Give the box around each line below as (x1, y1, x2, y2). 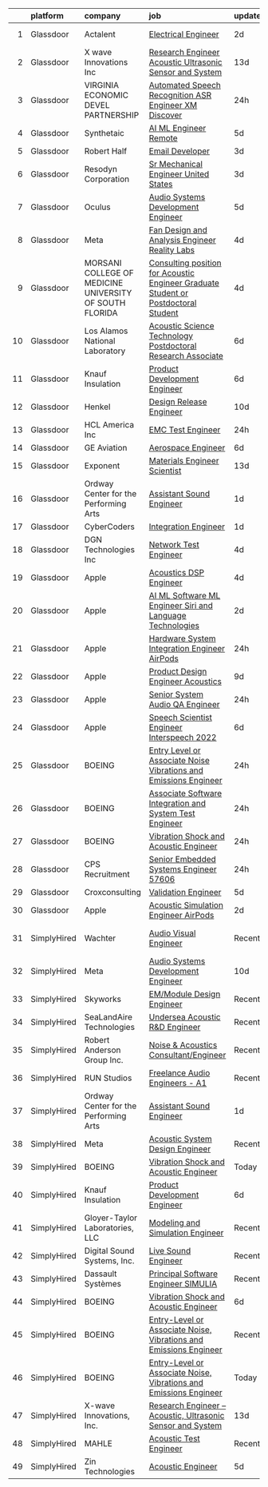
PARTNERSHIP (84, 109, 140, 121)
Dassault (84, 1268, 117, 1279)
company (84, 10, 121, 21)
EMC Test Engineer (148, 424, 221, 435)
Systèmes (84, 1278, 122, 1289)
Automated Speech (148, 80, 222, 90)
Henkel (84, 401, 111, 412)
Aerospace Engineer (148, 443, 226, 453)
